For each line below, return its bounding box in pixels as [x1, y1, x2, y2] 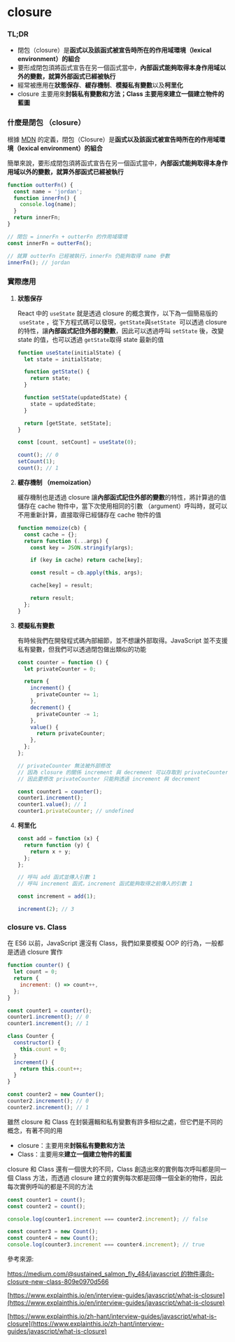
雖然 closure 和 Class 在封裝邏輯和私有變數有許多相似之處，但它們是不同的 [7, 1117, 223, 1125]
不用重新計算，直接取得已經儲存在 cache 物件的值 [17, 510, 162, 519]
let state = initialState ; [24, 355, 103, 363]
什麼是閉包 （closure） [7, 118, 85, 128]
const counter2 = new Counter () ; [7, 1091, 105, 1098]
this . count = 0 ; [20, 1046, 68, 1053]
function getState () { [24, 369, 90, 376]
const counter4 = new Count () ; [7, 1235, 99, 1242]
